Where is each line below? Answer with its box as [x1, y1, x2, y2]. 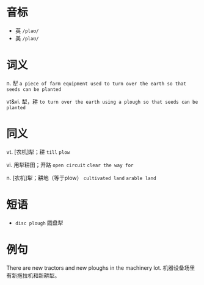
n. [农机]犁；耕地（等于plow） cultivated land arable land [6, 174, 157, 181]
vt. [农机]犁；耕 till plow [6, 148, 70, 156]
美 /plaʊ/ [15, 34, 39, 41]
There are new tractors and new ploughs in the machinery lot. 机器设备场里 [6, 264, 195, 272]
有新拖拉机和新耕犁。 [6, 272, 60, 279]
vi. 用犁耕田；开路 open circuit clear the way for [6, 161, 134, 168]
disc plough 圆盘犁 [15, 219, 64, 226]
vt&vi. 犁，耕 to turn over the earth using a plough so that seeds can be [6, 98, 199, 105]
